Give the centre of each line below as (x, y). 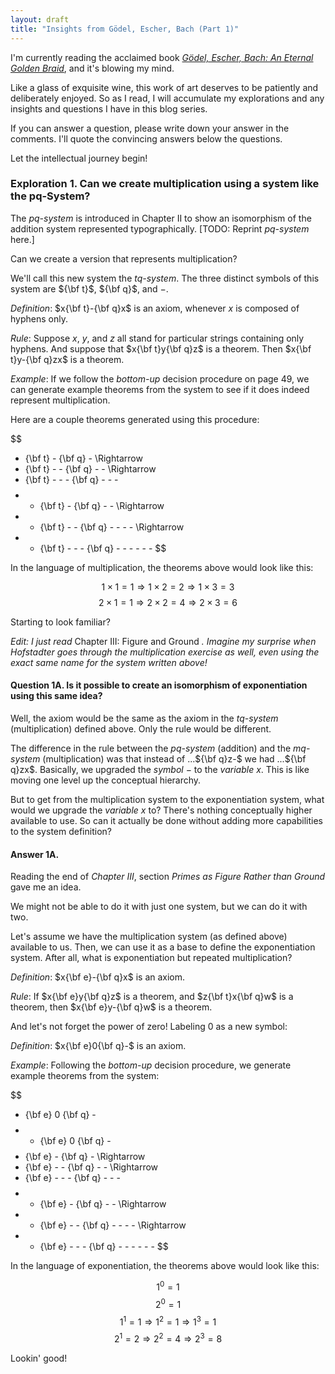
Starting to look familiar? (60, 622)
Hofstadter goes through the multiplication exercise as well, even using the (165, 652)
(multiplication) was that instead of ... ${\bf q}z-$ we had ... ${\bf (174, 759)
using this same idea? (56, 696)
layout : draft (40, 19)
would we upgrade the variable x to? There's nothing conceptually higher (161, 810)
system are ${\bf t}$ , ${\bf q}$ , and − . (89, 288)
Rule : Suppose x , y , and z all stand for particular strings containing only (157, 338)
